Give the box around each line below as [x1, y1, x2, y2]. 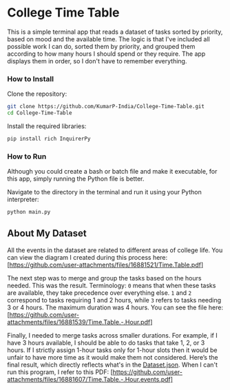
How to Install [7, 74, 54, 83]
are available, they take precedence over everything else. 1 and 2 [7, 288, 191, 297]
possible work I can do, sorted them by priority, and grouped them [7, 42, 196, 50]
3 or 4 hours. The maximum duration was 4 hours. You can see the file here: [7, 303, 224, 311]
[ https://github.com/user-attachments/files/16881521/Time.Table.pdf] [7, 260, 204, 269]
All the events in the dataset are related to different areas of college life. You [7, 246, 223, 254]
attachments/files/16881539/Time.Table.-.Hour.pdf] [7, 318, 153, 326]
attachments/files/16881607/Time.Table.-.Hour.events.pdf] [7, 375, 174, 383]
